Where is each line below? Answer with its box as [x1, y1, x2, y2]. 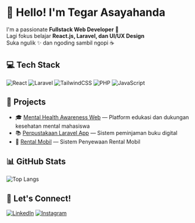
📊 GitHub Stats [6, 156, 66, 167]
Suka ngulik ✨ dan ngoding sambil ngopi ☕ [6, 39, 115, 46]
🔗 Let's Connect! [6, 193, 72, 203]
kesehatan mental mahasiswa [15, 122, 90, 130]
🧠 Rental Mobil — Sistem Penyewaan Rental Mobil [15, 137, 141, 145]
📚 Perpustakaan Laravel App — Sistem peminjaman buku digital [15, 129, 178, 136]
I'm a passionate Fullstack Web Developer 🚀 [6, 26, 119, 33]
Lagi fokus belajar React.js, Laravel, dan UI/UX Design [6, 32, 145, 39]
